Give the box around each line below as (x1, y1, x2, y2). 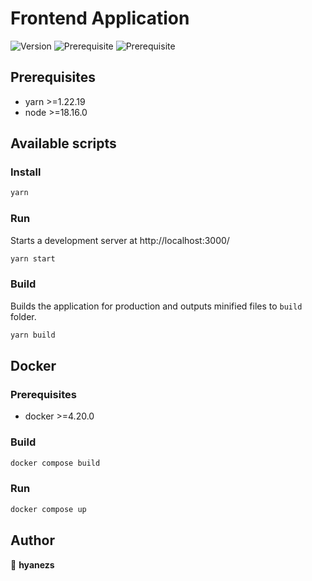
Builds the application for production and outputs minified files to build (10, 300, 303, 312)
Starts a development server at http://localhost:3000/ (10, 234, 230, 246)
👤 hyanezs (10, 558, 55, 571)
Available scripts (10, 135, 117, 152)
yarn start (10, 253, 56, 264)
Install (10, 165, 42, 179)
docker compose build (10, 458, 101, 468)
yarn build (10, 330, 56, 340)
